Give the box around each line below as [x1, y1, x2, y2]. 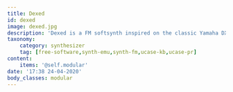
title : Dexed [7, 10, 45, 17]
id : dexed [7, 17, 36, 24]
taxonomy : [7, 36, 36, 43]
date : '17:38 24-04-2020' [7, 68, 82, 75]
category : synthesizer [19, 42, 85, 49]
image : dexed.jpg [7, 23, 58, 30]
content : [7, 55, 33, 62]
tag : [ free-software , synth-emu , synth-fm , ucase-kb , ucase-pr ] [19, 49, 197, 56]
